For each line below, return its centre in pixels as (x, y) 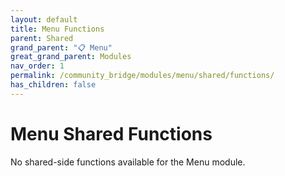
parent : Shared (42, 38)
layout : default (44, 19)
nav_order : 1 (37, 66)
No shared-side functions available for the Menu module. (128, 162)
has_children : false (53, 85)
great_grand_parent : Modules (71, 57)
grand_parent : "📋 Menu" (61, 47)
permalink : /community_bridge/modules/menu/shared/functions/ (142, 76)
